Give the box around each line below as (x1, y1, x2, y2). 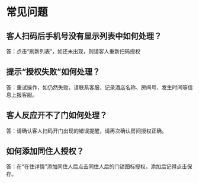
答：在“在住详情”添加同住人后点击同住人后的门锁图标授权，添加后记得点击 (6, 163, 188, 170)
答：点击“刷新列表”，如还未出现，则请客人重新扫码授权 (6, 48, 141, 55)
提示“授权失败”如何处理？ (6, 67, 101, 77)
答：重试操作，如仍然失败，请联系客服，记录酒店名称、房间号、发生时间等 (6, 84, 188, 91)
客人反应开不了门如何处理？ (6, 111, 108, 121)
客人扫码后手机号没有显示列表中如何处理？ (6, 31, 162, 41)
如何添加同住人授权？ (6, 146, 84, 156)
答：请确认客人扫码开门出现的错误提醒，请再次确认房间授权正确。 (6, 127, 167, 134)
